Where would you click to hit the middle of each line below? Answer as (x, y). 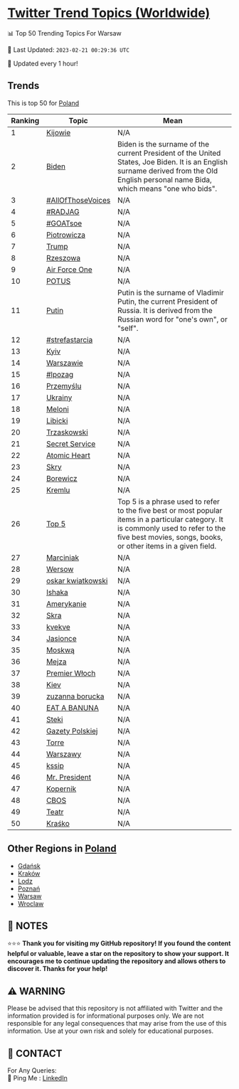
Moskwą (60, 650)
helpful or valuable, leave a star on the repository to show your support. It (118, 954)
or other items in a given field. (167, 546)
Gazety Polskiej (72, 731)
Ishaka (57, 592)
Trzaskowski (67, 432)
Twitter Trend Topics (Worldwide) (109, 13)
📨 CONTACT (35, 1053)
